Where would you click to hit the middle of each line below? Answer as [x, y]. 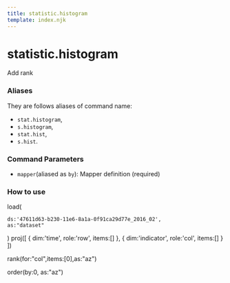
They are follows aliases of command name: [70, 106]
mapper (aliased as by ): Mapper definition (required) [88, 174]
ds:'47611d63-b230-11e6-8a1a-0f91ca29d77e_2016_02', [84, 220]
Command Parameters [45, 159]
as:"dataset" [26, 226]
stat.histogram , [40, 119]
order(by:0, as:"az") [35, 272]
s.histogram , [35, 126]
